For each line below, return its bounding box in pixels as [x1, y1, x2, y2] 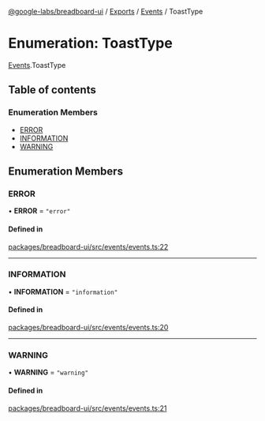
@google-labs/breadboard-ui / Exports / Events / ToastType [8, 7, 203, 16]
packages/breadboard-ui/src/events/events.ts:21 [8, 403, 167, 413]
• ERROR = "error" [8, 206, 71, 216]
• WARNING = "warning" [8, 367, 89, 378]
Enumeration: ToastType [8, 35, 174, 52]
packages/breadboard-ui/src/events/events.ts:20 [8, 323, 169, 333]
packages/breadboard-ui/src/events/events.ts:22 [8, 242, 169, 251]
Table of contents [8, 83, 96, 97]
